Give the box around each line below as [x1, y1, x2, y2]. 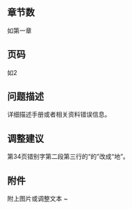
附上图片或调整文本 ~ [7, 194, 68, 203]
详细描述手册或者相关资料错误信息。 [7, 110, 111, 119]
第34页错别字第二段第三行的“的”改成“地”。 [7, 152, 130, 161]
